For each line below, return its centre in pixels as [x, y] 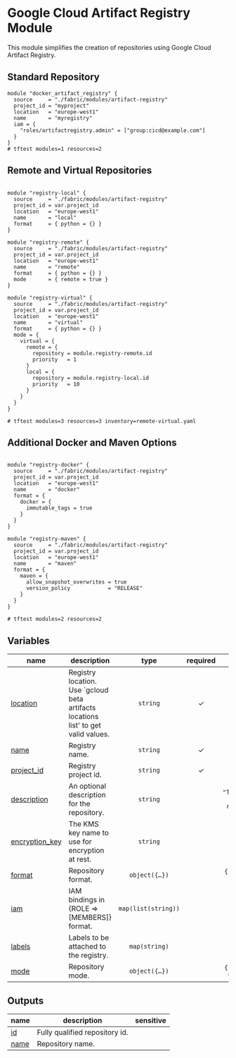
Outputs [26, 1001]
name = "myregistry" [53, 118]
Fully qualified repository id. [83, 1032]
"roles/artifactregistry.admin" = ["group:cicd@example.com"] [113, 130]
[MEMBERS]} [90, 918]
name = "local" [45, 217]
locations [84, 717]
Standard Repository [53, 77]
